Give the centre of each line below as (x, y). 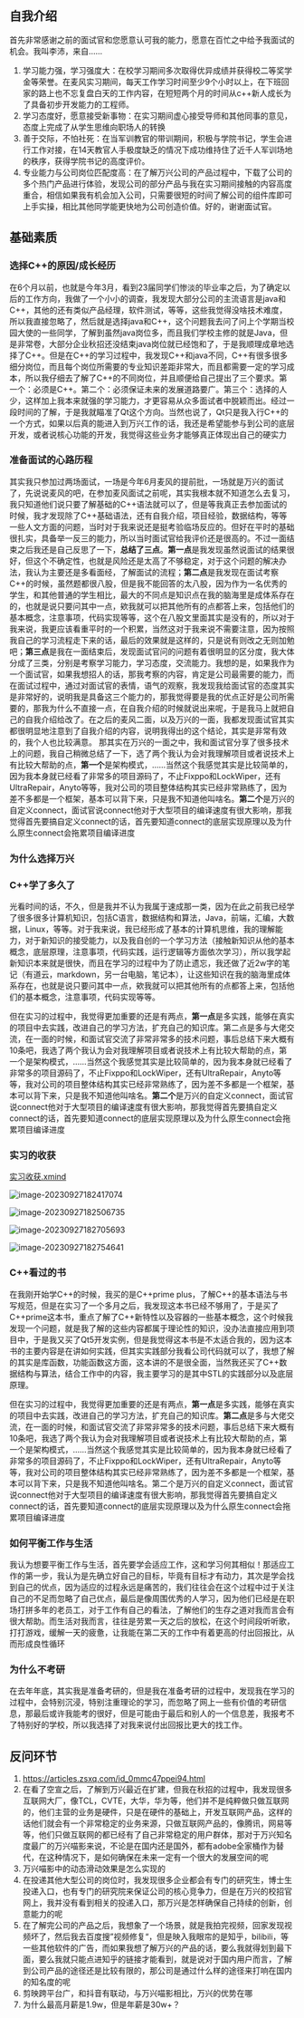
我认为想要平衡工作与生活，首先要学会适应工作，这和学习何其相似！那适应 (148, 1564)
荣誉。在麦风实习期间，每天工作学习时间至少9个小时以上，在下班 (160, 82)
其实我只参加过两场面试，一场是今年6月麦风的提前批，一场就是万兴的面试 (147, 481)
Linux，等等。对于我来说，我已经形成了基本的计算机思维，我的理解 (150, 929)
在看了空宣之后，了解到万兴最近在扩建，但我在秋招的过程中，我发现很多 (157, 1790)
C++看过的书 (38, 1273)
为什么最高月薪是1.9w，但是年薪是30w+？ (101, 2004)
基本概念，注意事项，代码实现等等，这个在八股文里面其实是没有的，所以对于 (152, 617)
